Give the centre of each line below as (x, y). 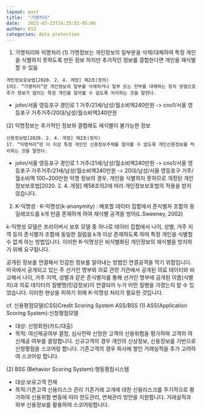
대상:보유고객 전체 (36, 382)
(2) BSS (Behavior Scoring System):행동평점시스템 (68, 369)
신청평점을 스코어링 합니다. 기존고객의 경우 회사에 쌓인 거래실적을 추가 (97, 349)
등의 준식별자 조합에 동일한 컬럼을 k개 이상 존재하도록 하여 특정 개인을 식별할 (103, 235)
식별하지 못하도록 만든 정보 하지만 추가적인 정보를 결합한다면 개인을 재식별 (109, 60)
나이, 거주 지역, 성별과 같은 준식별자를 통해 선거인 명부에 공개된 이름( (103, 278)
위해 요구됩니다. (31, 250)
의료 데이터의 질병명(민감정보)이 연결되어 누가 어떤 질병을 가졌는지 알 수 (103, 285)
